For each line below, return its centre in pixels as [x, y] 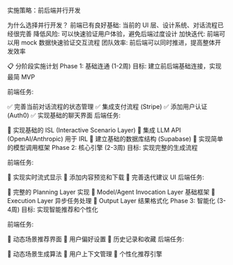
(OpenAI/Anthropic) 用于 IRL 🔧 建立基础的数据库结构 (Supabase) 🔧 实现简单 [115, 139]
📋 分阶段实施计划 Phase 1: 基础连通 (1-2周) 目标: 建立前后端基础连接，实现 [114, 66]
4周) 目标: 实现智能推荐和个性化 [53, 209]
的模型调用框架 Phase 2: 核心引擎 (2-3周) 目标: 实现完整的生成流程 [103, 147]
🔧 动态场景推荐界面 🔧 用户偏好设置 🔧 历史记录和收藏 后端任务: [96, 239]
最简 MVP [21, 77]
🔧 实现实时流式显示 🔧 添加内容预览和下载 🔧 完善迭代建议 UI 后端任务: [106, 177]
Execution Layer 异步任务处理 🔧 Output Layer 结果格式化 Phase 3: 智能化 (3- [117, 200]
